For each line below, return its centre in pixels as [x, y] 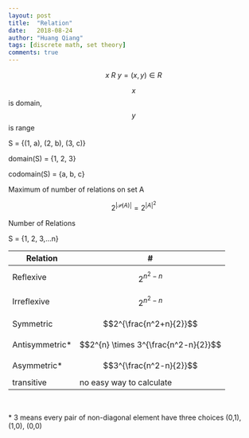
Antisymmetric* [42, 345]
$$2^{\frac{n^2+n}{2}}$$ [150, 324]
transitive [30, 382]
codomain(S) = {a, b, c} [47, 174]
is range [21, 128]
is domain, [25, 103]
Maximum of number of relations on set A [76, 189]
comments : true [33, 52]
